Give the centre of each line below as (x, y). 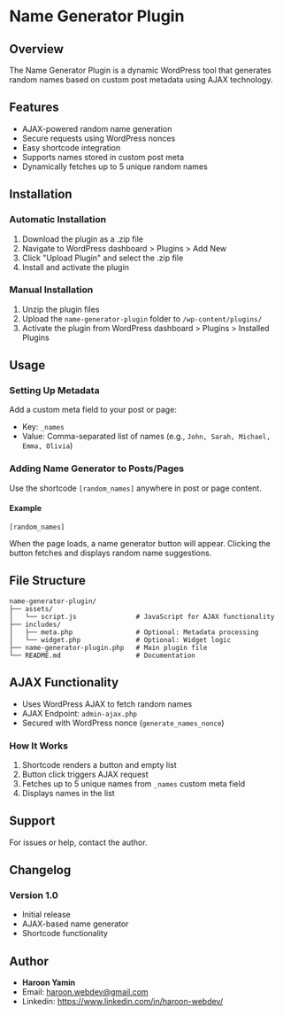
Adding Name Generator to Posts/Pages (97, 469)
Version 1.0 (34, 895)
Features (34, 108)
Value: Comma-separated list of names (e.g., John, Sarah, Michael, (146, 437)
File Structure (47, 581)
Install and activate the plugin (76, 267)
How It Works (39, 746)
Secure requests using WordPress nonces (99, 138)
